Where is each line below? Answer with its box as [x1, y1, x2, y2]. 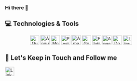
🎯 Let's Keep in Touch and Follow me [5, 54, 117, 62]
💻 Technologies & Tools [5, 20, 79, 28]
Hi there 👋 [5, 4, 29, 11]
